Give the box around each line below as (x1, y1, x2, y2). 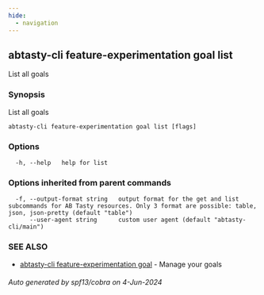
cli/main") (8, 223, 44, 231)
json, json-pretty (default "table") (8, 209, 133, 217)
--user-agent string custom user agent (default (29, 216, 212, 224)
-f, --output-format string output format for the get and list (15, 195, 239, 203)
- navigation (15, 19, 59, 27)
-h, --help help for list (15, 159, 109, 167)
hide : (8, 11, 26, 20)
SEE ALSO (8, 241, 48, 252)
